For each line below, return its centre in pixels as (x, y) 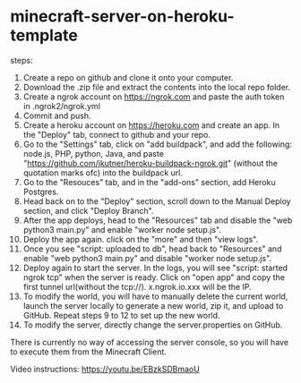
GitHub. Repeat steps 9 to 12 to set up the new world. (121, 315)
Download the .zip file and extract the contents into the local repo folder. (156, 87)
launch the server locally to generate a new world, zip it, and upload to (153, 305)
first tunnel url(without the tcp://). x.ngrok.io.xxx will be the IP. (137, 286)
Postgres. (41, 191)
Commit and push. (57, 115)
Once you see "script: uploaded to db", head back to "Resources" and (152, 249)
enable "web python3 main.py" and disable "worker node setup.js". (147, 258)
